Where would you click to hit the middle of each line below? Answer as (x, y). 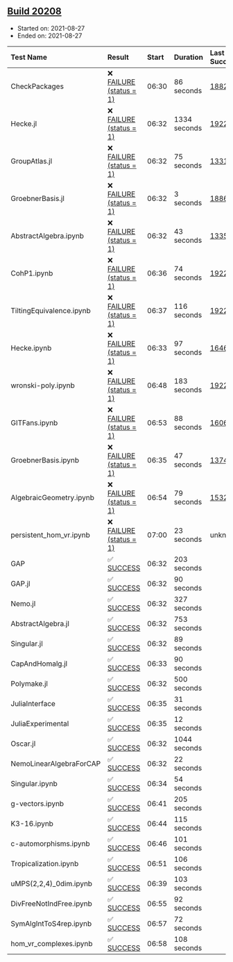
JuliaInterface (33, 703)
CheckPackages (37, 86)
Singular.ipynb (34, 783)
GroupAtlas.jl (32, 161)
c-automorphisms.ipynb (50, 843)
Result (118, 57)
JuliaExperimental (40, 723)
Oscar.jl (23, 744)
